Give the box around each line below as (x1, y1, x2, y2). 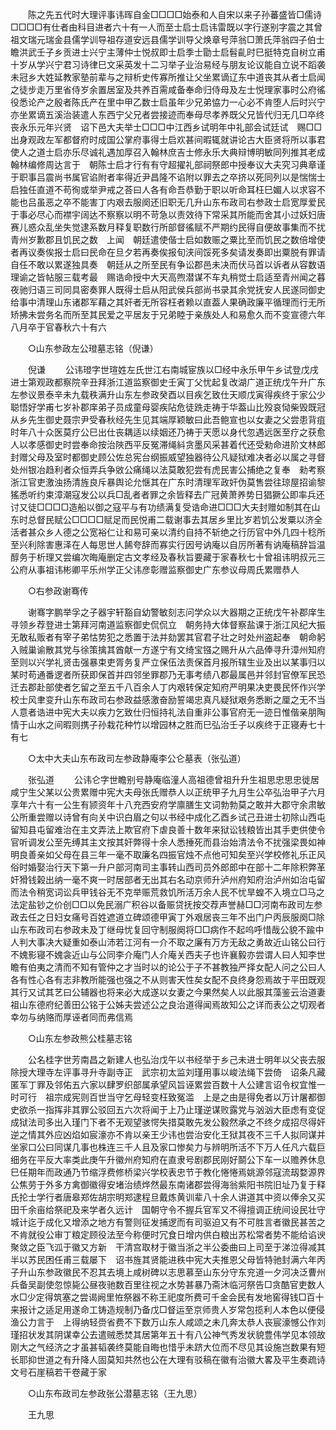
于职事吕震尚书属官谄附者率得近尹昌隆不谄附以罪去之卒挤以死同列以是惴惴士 (10, 171, 326, 183)
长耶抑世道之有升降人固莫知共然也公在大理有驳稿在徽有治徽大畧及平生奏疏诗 (10, 1354, 326, 1365)
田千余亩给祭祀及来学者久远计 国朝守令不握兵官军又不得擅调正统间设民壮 (10, 1204, 317, 1215)
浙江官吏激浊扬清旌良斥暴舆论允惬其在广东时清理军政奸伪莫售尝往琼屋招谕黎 (10, 476, 326, 488)
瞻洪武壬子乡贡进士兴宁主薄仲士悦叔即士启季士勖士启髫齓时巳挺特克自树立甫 (10, 46, 326, 58)
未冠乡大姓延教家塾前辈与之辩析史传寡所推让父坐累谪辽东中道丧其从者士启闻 (10, 71, 326, 83)
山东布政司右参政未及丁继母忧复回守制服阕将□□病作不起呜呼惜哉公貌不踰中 (10, 924, 325, 935)
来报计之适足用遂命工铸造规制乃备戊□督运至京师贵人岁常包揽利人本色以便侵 (10, 1304, 325, 1315)
